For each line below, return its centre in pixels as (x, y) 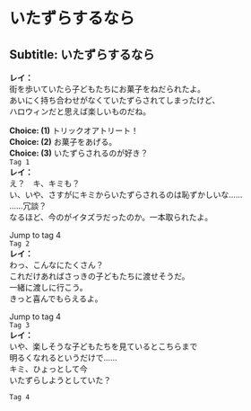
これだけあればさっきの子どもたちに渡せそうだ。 (100, 276)
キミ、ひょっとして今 (48, 369)
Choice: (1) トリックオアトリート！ (74, 130)
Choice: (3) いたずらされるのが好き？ (79, 153)
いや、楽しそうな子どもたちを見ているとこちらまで (104, 346)
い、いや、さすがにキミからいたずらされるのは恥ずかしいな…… (126, 195)
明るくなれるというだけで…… (64, 357)
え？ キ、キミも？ (45, 183)
